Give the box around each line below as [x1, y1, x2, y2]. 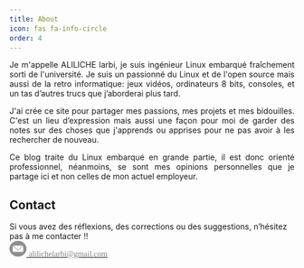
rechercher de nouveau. [9, 134, 100, 145]
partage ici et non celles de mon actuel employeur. [9, 171, 198, 182]
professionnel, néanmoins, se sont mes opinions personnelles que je [9, 162, 295, 172]
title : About [9, 14, 59, 23]
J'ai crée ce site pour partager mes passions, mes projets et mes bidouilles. [9, 106, 295, 116]
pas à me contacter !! [9, 231, 89, 242]
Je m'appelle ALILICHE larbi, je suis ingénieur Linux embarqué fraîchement [9, 60, 295, 70]
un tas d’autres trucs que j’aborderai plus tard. [9, 88, 181, 99]
